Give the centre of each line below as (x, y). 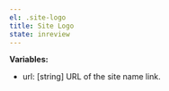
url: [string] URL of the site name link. (92, 77)
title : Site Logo (42, 26)
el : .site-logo (38, 17)
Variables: (29, 60)
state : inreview (40, 34)
